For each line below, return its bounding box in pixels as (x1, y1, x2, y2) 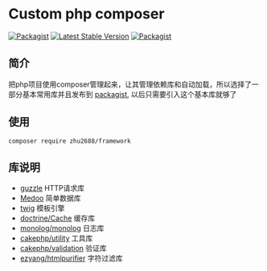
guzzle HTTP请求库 (19, 184, 85, 193)
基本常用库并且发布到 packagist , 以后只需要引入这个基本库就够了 (22, 89, 237, 99)
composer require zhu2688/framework (8, 137, 131, 145)
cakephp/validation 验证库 (19, 244, 107, 253)
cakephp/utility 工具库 (19, 233, 93, 243)
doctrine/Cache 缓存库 (19, 213, 96, 223)
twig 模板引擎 (19, 204, 65, 213)
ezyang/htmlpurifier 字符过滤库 (19, 253, 123, 263)
